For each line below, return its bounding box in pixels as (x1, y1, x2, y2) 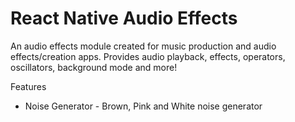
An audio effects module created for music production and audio (10, 40, 277, 52)
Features (10, 80, 47, 92)
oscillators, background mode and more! (10, 61, 178, 73)
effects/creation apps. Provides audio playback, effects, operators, (10, 50, 286, 62)
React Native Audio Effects (10, 7, 238, 30)
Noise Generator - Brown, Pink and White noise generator (24, 100, 263, 112)
